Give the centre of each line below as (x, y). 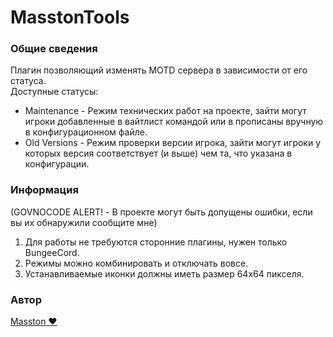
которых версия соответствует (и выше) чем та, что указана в (158, 153)
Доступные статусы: (54, 92)
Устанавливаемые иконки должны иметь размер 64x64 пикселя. (164, 273)
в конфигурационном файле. (86, 132)
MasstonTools (70, 17)
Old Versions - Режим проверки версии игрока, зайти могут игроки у (173, 143)
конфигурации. (57, 164)
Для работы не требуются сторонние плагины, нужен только (156, 242)
